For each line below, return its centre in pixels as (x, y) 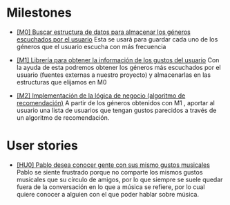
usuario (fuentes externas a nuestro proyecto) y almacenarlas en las (114, 75)
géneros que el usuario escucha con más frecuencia (91, 46)
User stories (42, 146)
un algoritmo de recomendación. (63, 117)
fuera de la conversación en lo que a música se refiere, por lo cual (111, 187)
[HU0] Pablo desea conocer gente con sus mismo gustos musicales (113, 165)
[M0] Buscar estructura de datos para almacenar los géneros (103, 32)
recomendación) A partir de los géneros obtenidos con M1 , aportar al (115, 102)
